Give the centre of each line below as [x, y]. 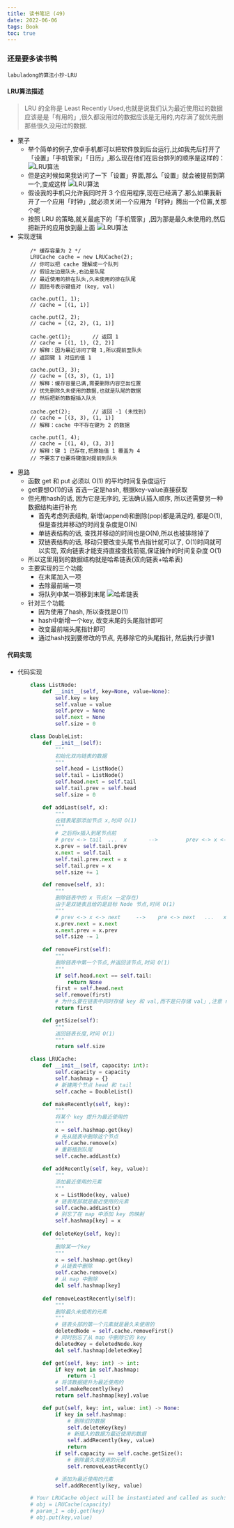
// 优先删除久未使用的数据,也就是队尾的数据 [86, 391]
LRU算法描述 [25, 91]
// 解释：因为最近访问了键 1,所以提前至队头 [86, 350]
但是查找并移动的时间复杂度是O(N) [88, 524]
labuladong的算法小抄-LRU [42, 75]
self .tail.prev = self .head [95, 789]
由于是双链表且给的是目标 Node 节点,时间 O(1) [115, 905]
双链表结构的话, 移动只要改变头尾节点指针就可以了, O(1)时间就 [127, 542]
